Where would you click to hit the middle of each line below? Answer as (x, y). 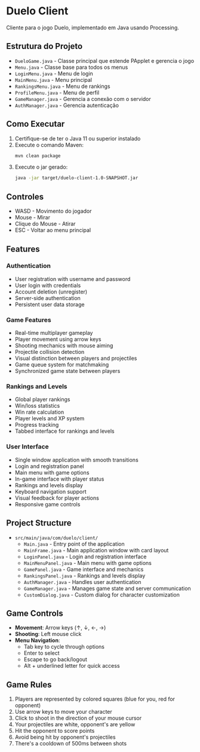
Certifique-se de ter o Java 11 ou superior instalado (78, 138)
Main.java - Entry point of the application (74, 544)
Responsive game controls (47, 504)
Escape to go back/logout (56, 659)
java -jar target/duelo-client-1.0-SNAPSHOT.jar (76, 178)
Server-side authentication (47, 298)
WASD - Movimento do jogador (53, 211)
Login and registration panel (50, 466)
